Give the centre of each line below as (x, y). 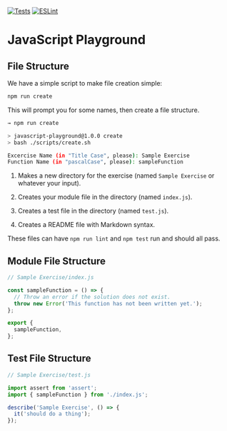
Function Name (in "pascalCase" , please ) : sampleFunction (95, 162)
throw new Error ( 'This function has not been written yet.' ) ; (108, 303)
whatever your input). (49, 183)
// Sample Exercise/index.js (51, 278)
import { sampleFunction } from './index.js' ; (78, 395)
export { (20, 323)
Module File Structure (56, 261)
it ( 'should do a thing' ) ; (52, 414)
